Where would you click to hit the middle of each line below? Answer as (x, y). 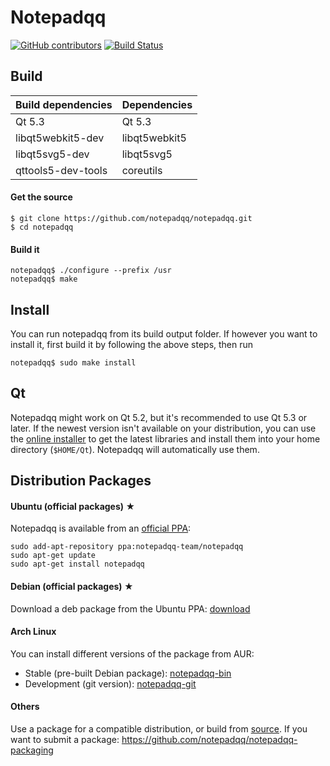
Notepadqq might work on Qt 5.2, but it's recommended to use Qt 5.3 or (159, 417)
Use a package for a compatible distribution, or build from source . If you (159, 728)
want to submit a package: (65, 739)
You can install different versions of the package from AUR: (132, 653)
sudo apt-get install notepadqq (77, 564)
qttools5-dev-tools (61, 170)
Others (25, 707)
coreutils (142, 170)
